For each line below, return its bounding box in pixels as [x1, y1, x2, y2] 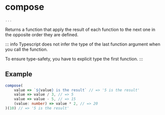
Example [5, 70, 33, 78]
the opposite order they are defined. [5, 31, 79, 38]
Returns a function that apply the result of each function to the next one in [5, 26, 156, 32]
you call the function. [5, 46, 48, 52]
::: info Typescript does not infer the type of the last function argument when [5, 41, 161, 47]
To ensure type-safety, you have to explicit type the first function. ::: [5, 56, 143, 62]
